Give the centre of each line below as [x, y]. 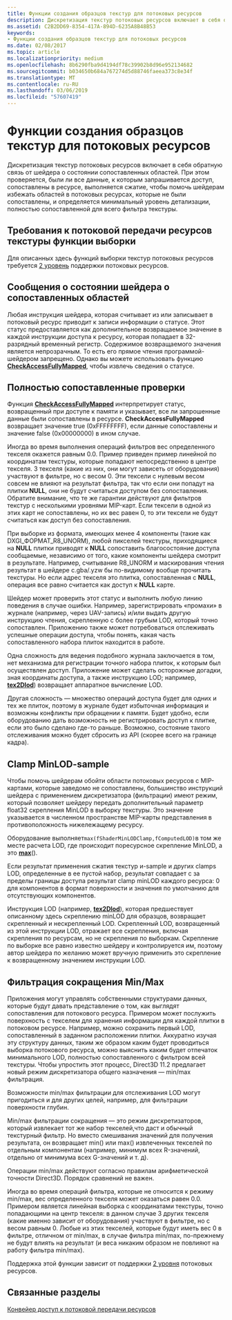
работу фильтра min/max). [46, 1250]
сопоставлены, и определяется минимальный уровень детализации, [109, 202]
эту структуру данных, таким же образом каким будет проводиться [108, 1042]
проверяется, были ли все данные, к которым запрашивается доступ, [110, 179]
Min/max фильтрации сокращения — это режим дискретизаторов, [105, 1120]
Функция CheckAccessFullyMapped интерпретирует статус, [97, 404]
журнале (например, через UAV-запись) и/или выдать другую [99, 613]
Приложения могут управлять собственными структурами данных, [107, 999]
